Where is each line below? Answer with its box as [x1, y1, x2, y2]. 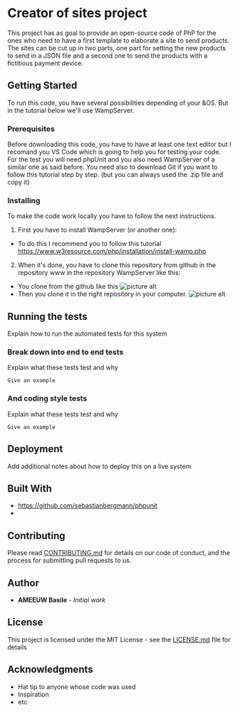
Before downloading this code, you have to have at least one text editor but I [7, 140, 232, 149]
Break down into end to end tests [7, 347, 124, 357]
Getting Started [7, 80, 78, 92]
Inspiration [17, 690, 49, 698]
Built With [7, 483, 52, 495]
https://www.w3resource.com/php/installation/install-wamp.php [17, 247, 207, 256]
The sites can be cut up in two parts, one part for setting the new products [7, 43, 227, 52]
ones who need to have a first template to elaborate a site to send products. [7, 36, 230, 44]
